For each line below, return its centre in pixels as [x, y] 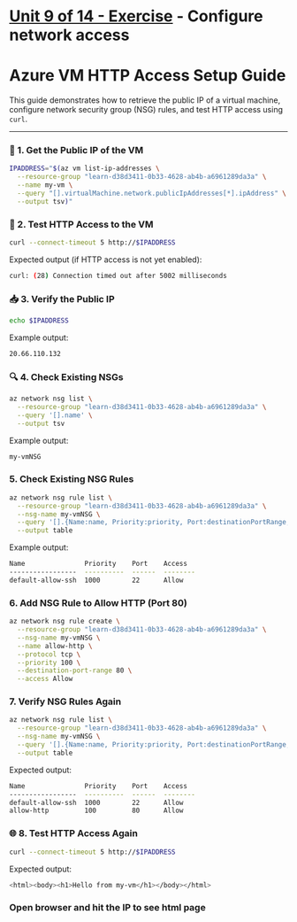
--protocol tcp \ [49, 654]
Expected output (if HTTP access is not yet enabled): [106, 260]
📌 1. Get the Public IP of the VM [76, 151]
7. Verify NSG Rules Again [65, 701]
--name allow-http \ [55, 646]
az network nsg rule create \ [65, 622]
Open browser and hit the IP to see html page [107, 908]
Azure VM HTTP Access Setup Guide [148, 76]
